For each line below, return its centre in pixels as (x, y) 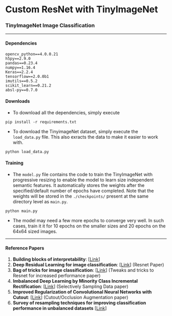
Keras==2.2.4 (19, 72)
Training (15, 163)
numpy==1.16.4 (20, 68)
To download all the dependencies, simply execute (66, 112)
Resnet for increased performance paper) (57, 276)
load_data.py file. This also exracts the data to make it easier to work (85, 137)
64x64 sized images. (35, 231)
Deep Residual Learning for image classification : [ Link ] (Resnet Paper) (88, 265)
